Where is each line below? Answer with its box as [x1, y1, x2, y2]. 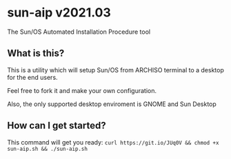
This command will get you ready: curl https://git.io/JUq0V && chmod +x [7, 138, 219, 146]
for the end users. [7, 73, 58, 81]
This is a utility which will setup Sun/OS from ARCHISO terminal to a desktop [7, 65, 224, 74]
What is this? [7, 47, 65, 59]
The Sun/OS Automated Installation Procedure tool [7, 28, 150, 36]
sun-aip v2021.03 [7, 5, 112, 21]
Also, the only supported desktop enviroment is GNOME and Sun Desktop [7, 100, 217, 108]
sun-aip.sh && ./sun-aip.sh [7, 145, 88, 152]
